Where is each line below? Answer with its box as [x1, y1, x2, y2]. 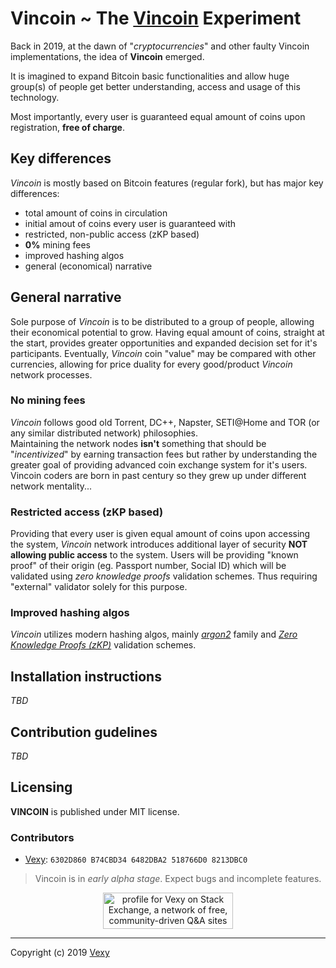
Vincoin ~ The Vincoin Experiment [10, 7, 302, 30]
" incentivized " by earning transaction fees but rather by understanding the [10, 448, 318, 460]
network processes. [10, 368, 93, 381]
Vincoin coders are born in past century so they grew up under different [10, 469, 307, 481]
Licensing [10, 779, 73, 796]
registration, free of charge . [10, 121, 125, 133]
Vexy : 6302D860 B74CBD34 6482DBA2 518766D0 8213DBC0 [24, 853, 248, 866]
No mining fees [10, 393, 86, 407]
